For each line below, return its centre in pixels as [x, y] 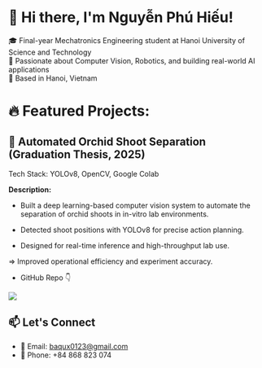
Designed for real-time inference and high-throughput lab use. [125, 245]
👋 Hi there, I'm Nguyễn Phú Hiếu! [121, 18]
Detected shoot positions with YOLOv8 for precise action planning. [132, 230]
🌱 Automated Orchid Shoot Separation [107, 141]
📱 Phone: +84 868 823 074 [66, 355]
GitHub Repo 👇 [46, 278]
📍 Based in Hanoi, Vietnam [53, 78]
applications [29, 69]
